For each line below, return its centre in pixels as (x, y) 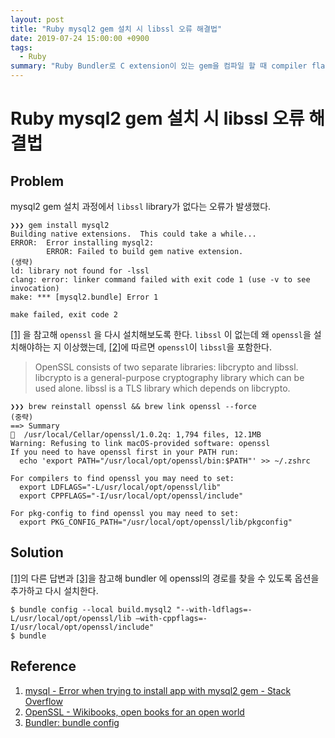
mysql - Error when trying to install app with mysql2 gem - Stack (158, 690)
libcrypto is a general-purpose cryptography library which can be (169, 377)
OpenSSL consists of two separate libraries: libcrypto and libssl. (166, 367)
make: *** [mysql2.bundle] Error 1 (84, 297)
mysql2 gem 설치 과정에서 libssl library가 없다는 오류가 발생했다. (141, 206)
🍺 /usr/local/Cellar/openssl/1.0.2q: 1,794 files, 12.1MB (136, 435)
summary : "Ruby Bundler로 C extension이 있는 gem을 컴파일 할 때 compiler (159, 66)
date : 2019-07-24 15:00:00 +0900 (80, 38)
